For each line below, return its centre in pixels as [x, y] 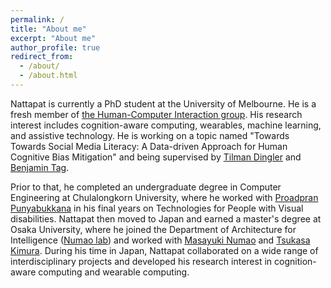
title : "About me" [48, 29]
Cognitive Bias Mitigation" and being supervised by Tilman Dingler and [156, 157]
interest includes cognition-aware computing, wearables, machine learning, [166, 125]
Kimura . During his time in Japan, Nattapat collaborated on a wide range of [164, 250]
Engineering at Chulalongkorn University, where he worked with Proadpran [164, 197]
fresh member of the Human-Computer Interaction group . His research [156, 114]
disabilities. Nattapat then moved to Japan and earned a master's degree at [166, 218]
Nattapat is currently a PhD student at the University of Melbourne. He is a [163, 103]
